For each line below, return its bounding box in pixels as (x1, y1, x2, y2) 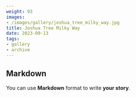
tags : (6, 36, 19, 42)
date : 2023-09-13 (6, 31, 49, 36)
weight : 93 (6, 8, 33, 15)
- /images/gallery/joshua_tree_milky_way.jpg (6, 19, 120, 25)
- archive (6, 47, 31, 53)
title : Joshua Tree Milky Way (6, 25, 81, 31)
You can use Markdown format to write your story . (6, 84, 131, 91)
